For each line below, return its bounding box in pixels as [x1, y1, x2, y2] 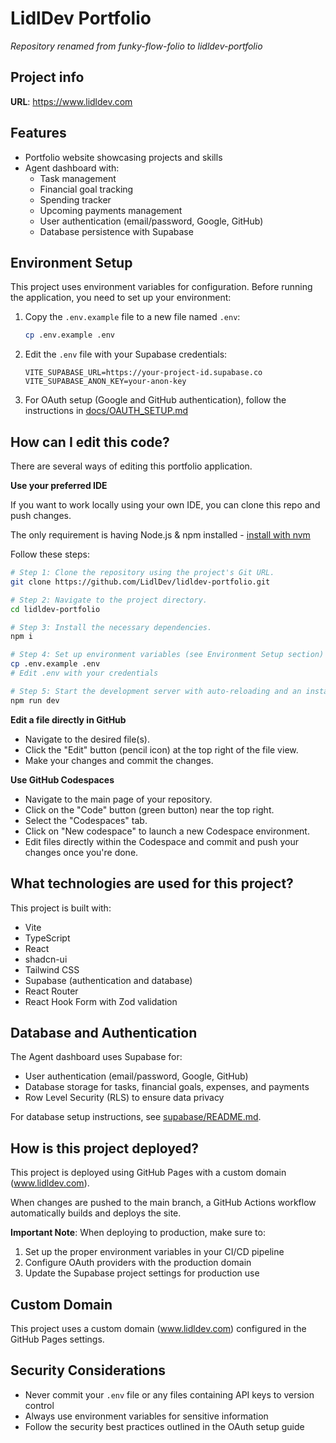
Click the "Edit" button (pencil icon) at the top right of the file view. [24, 743, 299, 756]
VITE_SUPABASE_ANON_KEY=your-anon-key [24, 377, 187, 387]
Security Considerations [10, 1362, 167, 1379]
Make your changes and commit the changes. [24, 754, 214, 766]
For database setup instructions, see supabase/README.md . [10, 1111, 262, 1123]
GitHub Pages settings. [10, 1333, 105, 1345]
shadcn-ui [24, 953, 68, 965]
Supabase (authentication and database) [24, 974, 193, 986]
